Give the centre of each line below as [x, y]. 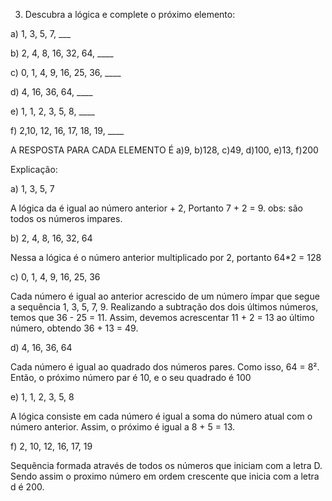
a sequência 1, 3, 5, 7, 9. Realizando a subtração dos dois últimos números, [164, 307]
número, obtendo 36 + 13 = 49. [74, 328]
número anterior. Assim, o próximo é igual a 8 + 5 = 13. [123, 427]
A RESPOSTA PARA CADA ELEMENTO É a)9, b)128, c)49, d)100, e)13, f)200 [164, 150]
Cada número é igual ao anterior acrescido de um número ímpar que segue [165, 296]
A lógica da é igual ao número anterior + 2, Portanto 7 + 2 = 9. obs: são [156, 208]
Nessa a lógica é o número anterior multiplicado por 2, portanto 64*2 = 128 [166, 257]
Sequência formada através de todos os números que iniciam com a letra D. [166, 465]
